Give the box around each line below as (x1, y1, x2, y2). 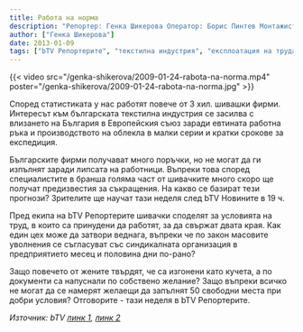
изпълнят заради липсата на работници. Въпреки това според (9, 164, 251, 175)
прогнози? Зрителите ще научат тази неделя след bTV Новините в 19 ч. (9, 193, 286, 204)
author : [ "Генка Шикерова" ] (9, 30, 115, 39)
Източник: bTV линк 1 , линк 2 (9, 312, 121, 323)
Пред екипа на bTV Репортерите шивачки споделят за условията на (9, 210, 272, 221)
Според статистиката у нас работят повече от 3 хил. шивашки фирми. (9, 98, 281, 109)
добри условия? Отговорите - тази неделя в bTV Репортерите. (9, 295, 251, 306)
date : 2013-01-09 (9, 38, 75, 48)
